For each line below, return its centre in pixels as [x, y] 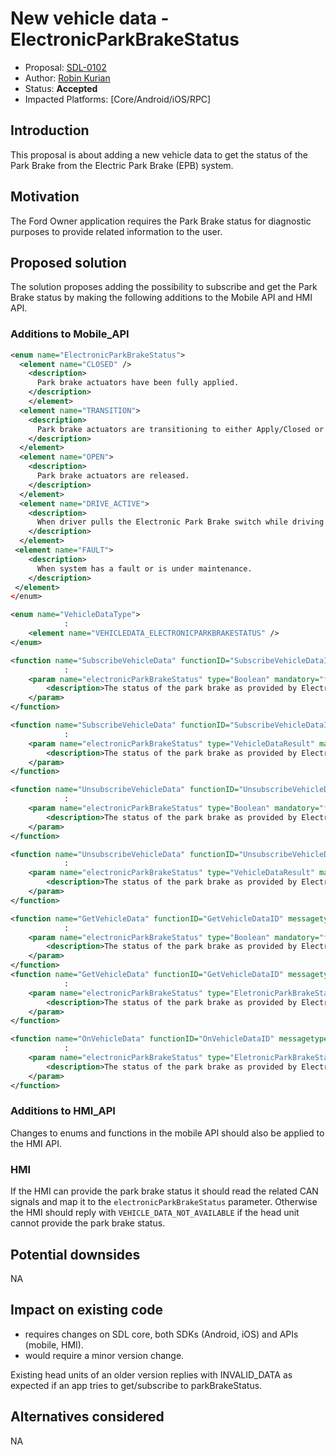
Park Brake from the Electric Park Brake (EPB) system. [122, 165]
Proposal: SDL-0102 [65, 67]
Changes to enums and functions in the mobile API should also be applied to [167, 1133]
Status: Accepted [61, 88]
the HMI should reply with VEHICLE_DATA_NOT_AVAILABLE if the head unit [155, 1213]
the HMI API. [36, 1143]
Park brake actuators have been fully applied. [138, 383]
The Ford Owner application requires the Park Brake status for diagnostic [161, 221]
